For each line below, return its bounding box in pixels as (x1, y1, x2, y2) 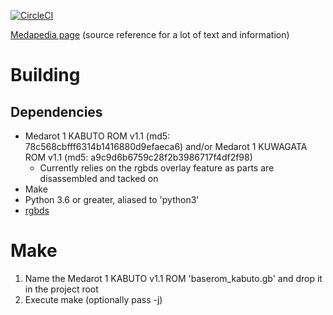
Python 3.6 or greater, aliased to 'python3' (24, 194, 200, 205)
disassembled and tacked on (39, 173, 159, 184)
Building (10, 64, 81, 87)
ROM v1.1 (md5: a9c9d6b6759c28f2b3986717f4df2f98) (24, 151, 253, 163)
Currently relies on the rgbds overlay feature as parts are (39, 162, 275, 174)
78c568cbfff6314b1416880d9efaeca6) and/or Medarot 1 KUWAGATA (24, 141, 308, 152)
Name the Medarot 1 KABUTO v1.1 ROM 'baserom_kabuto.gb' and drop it (24, 272, 323, 284)
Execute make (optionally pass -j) (24, 293, 163, 305)
